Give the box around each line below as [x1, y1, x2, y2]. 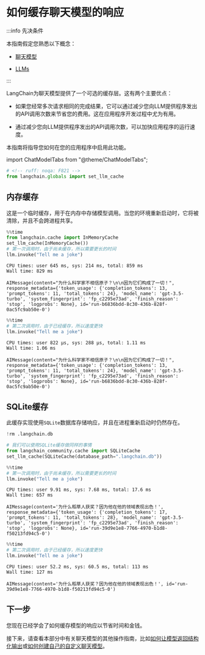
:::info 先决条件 [6, 27, 44, 34]
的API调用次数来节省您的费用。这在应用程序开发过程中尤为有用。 [15, 110, 179, 117]
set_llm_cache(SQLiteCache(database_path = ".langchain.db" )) [6, 453, 163, 460]
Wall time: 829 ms [6, 268, 53, 274]
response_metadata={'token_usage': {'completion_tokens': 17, [6, 509, 168, 516]
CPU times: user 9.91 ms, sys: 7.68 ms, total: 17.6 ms [6, 487, 151, 493]
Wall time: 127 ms [6, 569, 53, 576]
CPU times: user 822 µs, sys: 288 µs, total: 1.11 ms [6, 339, 146, 346]
